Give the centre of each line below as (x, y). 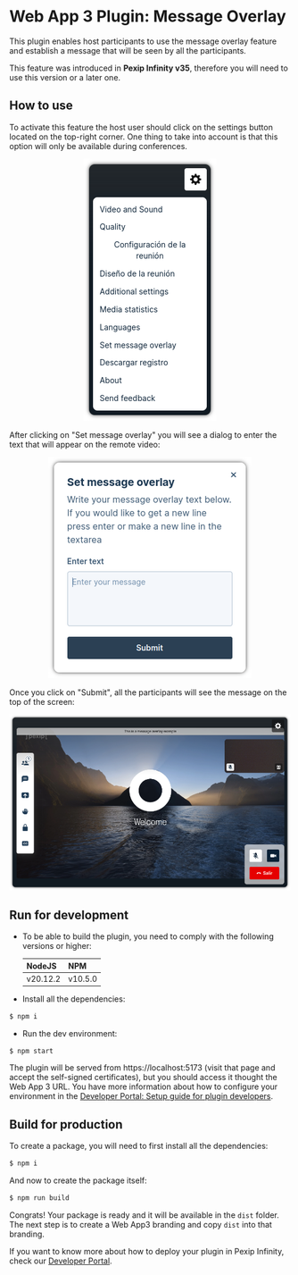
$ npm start (31, 1051)
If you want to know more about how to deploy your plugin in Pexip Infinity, (147, 1251)
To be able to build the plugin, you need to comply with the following (148, 936)
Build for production (66, 1124)
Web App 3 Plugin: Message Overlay (148, 17)
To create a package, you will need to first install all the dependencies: (139, 1146)
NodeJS (41, 966)
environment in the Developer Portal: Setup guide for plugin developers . (141, 1096)
